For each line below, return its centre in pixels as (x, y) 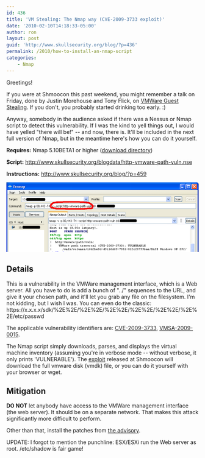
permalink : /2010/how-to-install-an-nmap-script (69, 52)
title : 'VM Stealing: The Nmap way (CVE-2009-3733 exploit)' (86, 19)
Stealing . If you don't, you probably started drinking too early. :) (86, 107)
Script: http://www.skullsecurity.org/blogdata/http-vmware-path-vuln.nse (99, 162)
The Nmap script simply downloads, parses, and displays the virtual (92, 346)
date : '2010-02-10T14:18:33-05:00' (52, 26)
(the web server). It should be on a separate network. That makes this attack (103, 412)
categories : (21, 58)
